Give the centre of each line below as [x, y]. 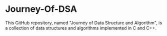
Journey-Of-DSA [41, 9]
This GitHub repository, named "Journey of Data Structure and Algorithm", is [84, 23]
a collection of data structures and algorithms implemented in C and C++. [81, 28]
